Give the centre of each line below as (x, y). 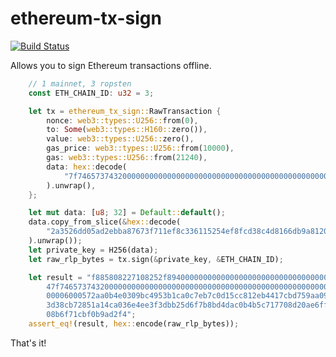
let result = (55, 277)
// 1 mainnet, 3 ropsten (80, 83)
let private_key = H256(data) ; (93, 250)
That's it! (28, 343)
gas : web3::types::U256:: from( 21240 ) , (127, 158)
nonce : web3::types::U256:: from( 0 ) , (122, 120)
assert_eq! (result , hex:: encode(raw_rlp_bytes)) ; (134, 324)
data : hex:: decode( (87, 167)
